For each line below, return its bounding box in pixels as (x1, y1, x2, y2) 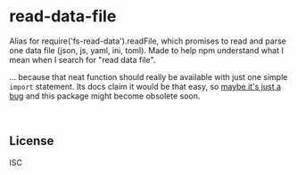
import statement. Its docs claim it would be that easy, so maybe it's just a (9, 81, 282, 91)
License (9, 133, 54, 148)
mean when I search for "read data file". (9, 54, 156, 65)
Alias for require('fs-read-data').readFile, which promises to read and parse (9, 36, 287, 46)
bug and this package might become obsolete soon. (9, 91, 201, 101)
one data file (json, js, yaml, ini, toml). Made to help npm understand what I (9, 44, 284, 55)
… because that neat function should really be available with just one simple (9, 71, 288, 82)
